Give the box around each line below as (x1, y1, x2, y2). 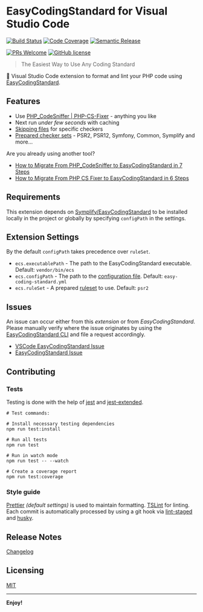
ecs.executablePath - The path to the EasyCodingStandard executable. (14, 260, 192, 267)
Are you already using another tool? (6, 150, 95, 157)
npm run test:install (6, 426, 61, 432)
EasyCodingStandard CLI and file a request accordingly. (6, 331, 146, 338)
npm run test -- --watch (6, 458, 69, 464)
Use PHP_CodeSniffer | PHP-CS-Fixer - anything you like (14, 112, 157, 119)
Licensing (6, 565, 44, 576)
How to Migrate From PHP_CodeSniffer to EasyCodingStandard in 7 (14, 162, 183, 169)
